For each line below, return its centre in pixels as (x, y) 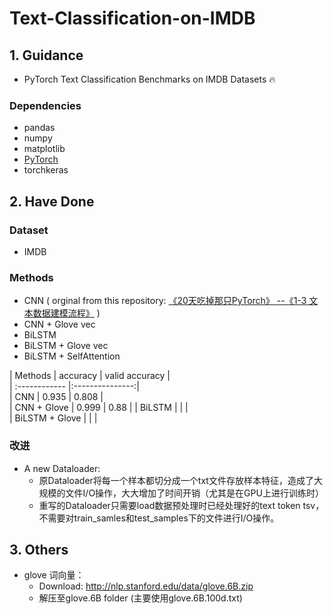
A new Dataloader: (62, 468)
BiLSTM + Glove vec (66, 346)
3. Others (39, 549)
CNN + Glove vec (59, 324)
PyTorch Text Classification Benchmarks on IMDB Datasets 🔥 (149, 79)
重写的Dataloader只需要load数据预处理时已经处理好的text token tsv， (181, 505)
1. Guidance (46, 55)
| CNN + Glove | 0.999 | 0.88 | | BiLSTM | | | (99, 408)
